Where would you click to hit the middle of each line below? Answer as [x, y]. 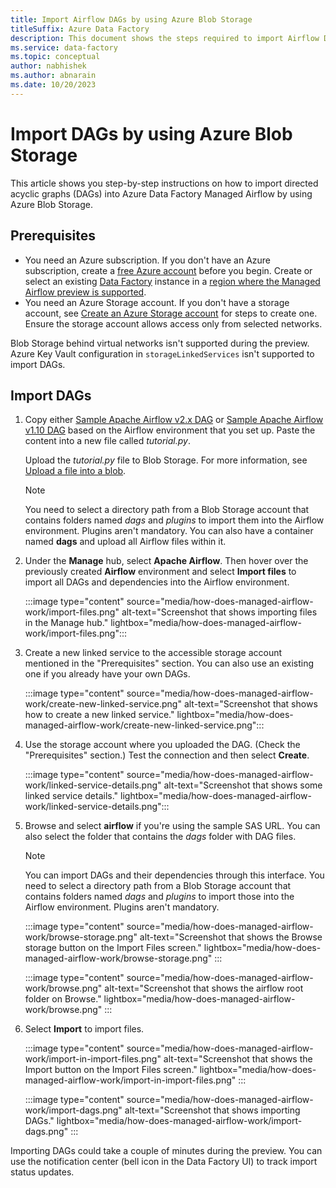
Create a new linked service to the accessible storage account [153, 653]
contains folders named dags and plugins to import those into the [159, 897]
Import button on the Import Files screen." [111, 1070]
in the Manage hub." [66, 623]
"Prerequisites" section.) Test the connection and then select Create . [167, 755]
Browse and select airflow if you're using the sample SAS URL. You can [172, 826]
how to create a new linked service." [99, 715]
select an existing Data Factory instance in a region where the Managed [172, 281]
